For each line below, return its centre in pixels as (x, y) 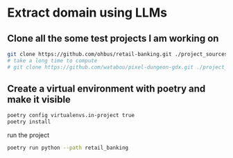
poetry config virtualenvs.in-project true (71, 116)
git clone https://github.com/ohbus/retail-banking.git (89, 54)
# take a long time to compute (52, 60)
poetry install (29, 122)
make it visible (39, 99)
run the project (28, 135)
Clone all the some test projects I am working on (113, 38)
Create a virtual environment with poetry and (106, 89)
